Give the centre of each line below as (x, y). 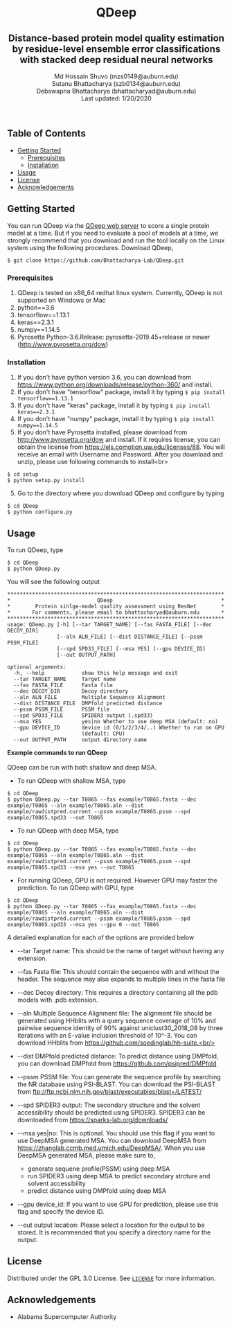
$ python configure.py (40, 512)
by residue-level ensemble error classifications (116, 49)
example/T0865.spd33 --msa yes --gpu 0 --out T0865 (83, 925)
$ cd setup (23, 475)
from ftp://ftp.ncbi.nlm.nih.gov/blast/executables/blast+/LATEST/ (109, 1092)
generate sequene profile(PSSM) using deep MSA (99, 1169)
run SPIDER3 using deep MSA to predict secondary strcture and (119, 1176)
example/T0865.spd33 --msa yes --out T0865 (71, 868)
